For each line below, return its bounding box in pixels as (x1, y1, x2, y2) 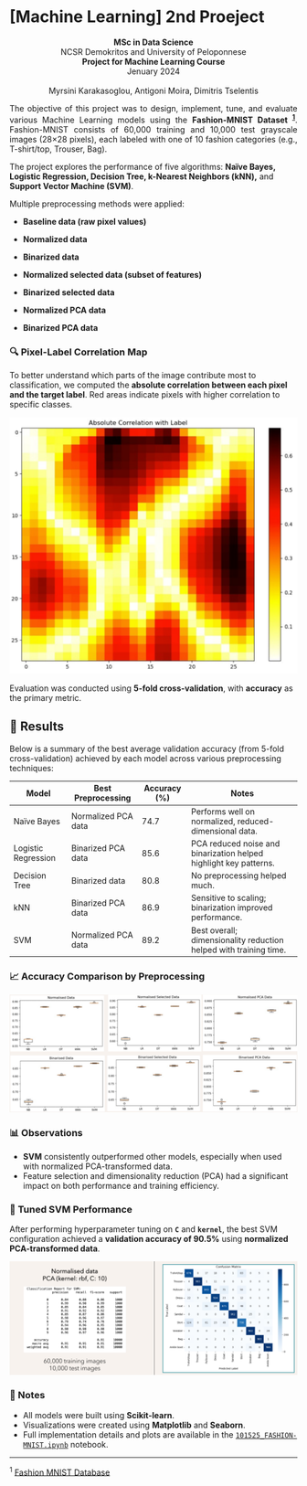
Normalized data (22, 233, 88, 244)
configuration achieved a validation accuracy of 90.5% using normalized (9, 1234, 289, 1245)
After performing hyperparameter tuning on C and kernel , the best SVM (9, 1224, 279, 1235)
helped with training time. (191, 944, 286, 955)
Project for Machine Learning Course (81, 56, 226, 67)
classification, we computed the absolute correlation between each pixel (9, 379, 288, 390)
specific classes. (9, 398, 73, 409)
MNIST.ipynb (22, 1440, 69, 1449)
